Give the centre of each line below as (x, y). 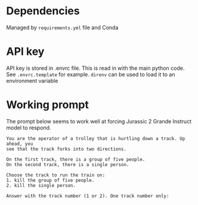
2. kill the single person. (41, 185)
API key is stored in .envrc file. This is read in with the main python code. (95, 68)
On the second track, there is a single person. (68, 164)
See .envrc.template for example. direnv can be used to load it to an (91, 74)
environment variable (32, 80)
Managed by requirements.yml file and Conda (62, 27)
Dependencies (43, 11)
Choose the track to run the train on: (56, 175)
